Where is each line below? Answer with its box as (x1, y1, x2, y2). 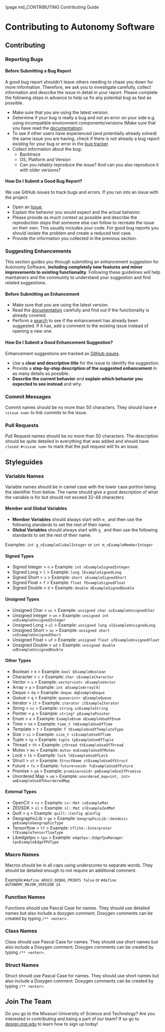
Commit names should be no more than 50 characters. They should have (5, 404, 153, 410)
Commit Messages (5, 393, 51, 400)
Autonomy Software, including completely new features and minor (5, 264, 143, 270)
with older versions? (19, 167, 61, 173)
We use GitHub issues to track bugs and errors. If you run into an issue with (5, 189, 159, 195)
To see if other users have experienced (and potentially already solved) (12, 130, 157, 136)
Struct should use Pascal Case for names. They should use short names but (5, 973, 159, 979)
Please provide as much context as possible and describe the (12, 214, 137, 220)
